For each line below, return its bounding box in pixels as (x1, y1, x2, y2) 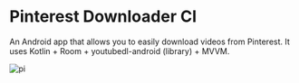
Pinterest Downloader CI (9, 6, 198, 27)
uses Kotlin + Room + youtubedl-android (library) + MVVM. (9, 45, 230, 56)
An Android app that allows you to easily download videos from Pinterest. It (9, 36, 290, 47)
